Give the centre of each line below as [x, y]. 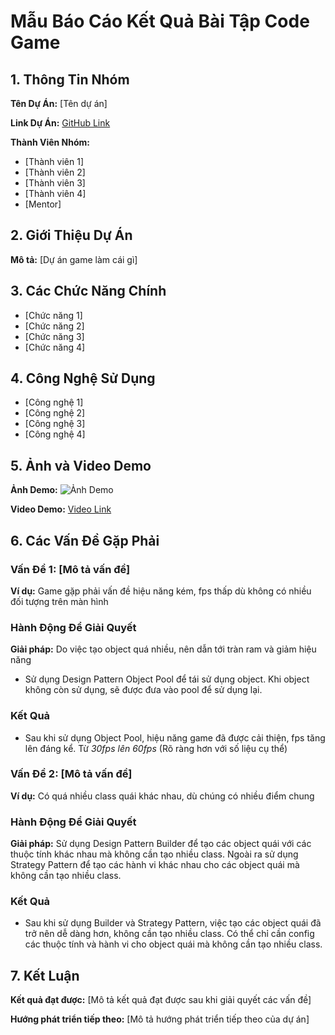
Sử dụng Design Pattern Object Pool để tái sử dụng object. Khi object [167, 679]
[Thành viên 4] [55, 193]
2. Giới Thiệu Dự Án [71, 235]
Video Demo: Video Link [61, 509]
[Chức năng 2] [54, 326]
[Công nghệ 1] [54, 402]
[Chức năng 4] [55, 347]
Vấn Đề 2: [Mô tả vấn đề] [71, 774]
